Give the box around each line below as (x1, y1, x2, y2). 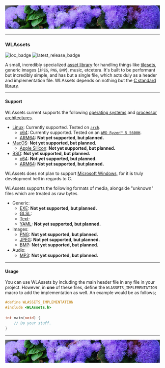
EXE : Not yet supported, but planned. (19, 205, 97, 211)
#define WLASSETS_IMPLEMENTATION (5, 300, 74, 305)
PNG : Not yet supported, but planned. (19, 232, 98, 237)
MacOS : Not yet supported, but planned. (12, 140, 97, 146)
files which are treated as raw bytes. (5, 191, 79, 197)
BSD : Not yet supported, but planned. (12, 151, 91, 157)
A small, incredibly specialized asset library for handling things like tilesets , (5, 62, 157, 67)
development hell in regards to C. (5, 176, 73, 182)
